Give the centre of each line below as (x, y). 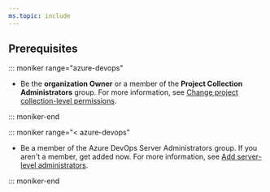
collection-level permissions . (68, 101)
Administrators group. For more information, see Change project (129, 92)
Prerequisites (43, 49)
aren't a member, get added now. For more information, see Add (128, 157)
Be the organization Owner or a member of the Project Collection (131, 84)
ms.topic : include (39, 16)
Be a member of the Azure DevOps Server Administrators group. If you (139, 148)
